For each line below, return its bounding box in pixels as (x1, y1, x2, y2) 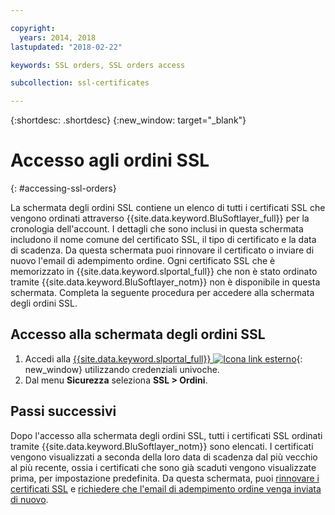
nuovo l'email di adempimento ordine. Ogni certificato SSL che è (10, 255, 276, 267)
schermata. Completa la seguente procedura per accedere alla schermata (10, 287, 315, 299)
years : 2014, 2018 (19, 32, 97, 43)
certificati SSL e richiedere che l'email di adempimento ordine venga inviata (10, 482, 322, 495)
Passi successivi (10, 403, 117, 420)
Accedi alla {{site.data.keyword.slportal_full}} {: (24, 352, 303, 365)
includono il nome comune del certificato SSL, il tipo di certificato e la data (10, 234, 317, 246)
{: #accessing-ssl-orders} (10, 182, 117, 195)
